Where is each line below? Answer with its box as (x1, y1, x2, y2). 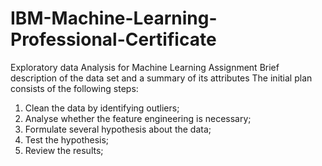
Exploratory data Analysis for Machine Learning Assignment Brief (10, 61, 280, 73)
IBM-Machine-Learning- (10, 7, 218, 30)
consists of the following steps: (10, 82, 139, 94)
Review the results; (24, 144, 104, 156)
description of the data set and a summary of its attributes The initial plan (10, 72, 313, 84)
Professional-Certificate (10, 28, 217, 51)
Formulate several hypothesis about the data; (24, 123, 212, 135)
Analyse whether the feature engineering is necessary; (24, 112, 252, 124)
